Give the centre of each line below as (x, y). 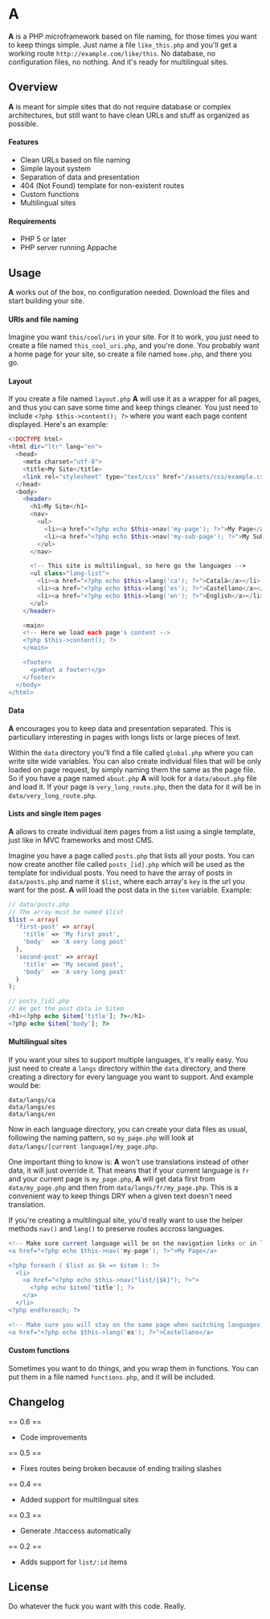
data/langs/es (32, 1107)
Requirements (33, 221)
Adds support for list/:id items (74, 1562)
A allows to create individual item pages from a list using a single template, (132, 831)
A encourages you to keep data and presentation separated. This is (120, 728)
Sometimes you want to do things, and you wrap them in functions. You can (133, 1368)
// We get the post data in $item (66, 1009)
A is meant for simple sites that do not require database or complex (120, 106)
